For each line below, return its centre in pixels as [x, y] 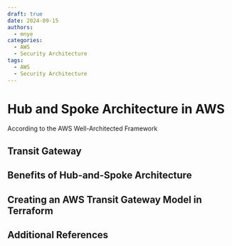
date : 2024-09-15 [33, 21]
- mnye [23, 34]
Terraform [30, 211]
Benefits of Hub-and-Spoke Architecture [100, 175]
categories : [25, 41]
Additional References [58, 235]
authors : [20, 27]
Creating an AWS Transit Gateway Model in [105, 199]
